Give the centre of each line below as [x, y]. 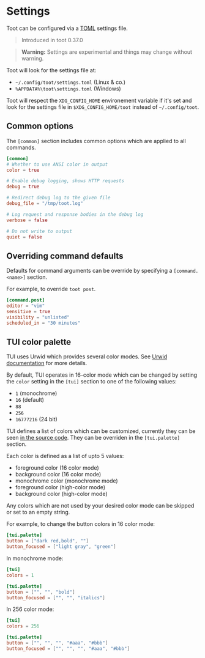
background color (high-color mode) [61, 494]
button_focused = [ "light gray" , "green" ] [61, 547]
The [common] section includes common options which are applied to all [96, 141]
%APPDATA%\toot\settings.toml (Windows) [68, 88]
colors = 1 [20, 575]
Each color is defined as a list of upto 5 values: [65, 456]
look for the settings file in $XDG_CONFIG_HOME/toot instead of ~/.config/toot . [103, 107]
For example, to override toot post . [51, 289]
